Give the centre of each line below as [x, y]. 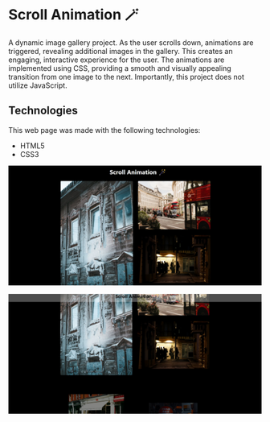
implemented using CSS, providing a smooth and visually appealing [120, 68]
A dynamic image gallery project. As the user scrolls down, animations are [131, 42]
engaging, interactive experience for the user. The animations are [117, 60]
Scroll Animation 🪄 [74, 15]
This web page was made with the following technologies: [104, 130]
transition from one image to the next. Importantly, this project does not [127, 77]
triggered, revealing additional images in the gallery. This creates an [121, 51]
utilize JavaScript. [38, 85]
